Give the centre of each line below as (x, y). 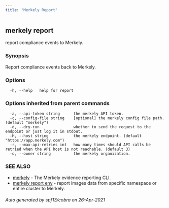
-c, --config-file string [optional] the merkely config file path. (87, 118)
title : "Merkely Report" (31, 10)
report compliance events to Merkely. (44, 43)
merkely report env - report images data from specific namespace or (84, 183)
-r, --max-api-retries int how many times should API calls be (80, 145)
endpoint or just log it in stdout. (44, 132)
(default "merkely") (27, 123)
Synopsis (17, 56)
